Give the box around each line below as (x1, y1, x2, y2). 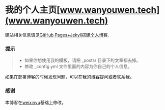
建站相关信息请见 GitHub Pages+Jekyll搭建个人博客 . (5, 32, 109, 38)
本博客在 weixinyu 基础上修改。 (5, 99, 66, 105)
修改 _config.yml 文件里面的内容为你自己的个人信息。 (24, 64, 133, 69)
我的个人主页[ (5, 4, 60, 16)
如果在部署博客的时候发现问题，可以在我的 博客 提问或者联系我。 (5, 74, 134, 80)
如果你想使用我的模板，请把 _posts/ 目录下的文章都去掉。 (24, 57, 141, 64)
